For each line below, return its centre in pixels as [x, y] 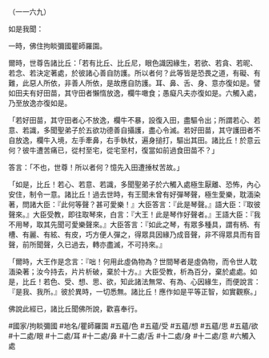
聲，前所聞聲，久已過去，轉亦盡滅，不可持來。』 [87, 244]
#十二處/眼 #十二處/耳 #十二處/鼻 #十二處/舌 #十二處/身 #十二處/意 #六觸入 [132, 336]
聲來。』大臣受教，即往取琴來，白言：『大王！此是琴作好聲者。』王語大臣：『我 [134, 214]
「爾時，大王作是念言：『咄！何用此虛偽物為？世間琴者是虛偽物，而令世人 [129, 262]
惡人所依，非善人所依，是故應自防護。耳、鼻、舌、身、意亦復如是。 [141, 83]
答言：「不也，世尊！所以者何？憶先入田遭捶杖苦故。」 [96, 167]
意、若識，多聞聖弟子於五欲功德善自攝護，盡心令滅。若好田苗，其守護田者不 [134, 130]
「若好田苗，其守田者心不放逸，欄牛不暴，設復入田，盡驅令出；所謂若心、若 [134, 120]
